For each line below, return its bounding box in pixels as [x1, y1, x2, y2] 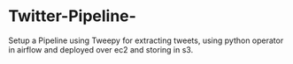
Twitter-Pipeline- [8, 6, 136, 26]
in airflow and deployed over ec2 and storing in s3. [8, 44, 194, 54]
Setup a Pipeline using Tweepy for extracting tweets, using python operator [8, 35, 284, 46]
